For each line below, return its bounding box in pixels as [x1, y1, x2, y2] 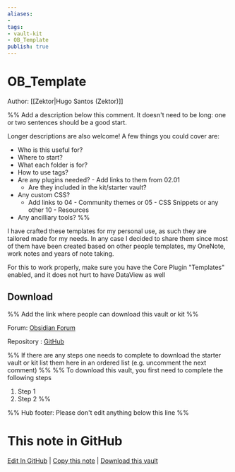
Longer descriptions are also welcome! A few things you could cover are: [7, 131, 220, 140]
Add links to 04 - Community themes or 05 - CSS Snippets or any [28, 198, 219, 206]
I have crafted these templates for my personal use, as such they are [7, 227, 207, 235]
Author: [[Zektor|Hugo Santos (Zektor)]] [7, 97, 123, 105]
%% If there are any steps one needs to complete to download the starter [7, 350, 222, 359]
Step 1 [17, 387, 36, 396]
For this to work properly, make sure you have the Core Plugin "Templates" [7, 263, 225, 271]
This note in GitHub [7, 432, 123, 449]
